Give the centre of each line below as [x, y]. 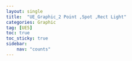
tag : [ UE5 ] [19, 28]
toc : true [18, 33]
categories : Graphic [31, 22]
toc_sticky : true [27, 38]
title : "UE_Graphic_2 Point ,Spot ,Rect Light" [66, 17]
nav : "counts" [34, 49]
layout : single [25, 11]
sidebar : [17, 44]
